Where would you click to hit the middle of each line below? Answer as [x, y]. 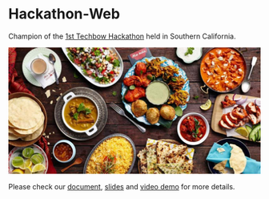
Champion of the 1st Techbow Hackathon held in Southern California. [122, 36]
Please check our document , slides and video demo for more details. [122, 186]
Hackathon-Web [64, 14]
